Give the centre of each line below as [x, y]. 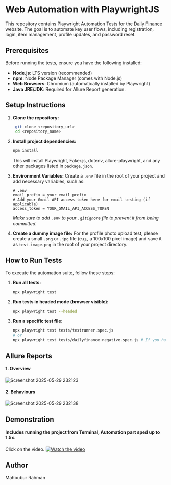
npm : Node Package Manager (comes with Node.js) [67, 78]
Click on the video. [25, 449]
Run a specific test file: [38, 321]
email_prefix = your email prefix [49, 195]
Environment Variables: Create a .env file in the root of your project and [89, 176]
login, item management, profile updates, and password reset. [71, 34]
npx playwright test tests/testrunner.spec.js [63, 330]
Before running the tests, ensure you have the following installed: [74, 63]
